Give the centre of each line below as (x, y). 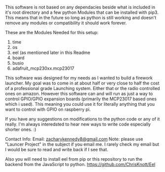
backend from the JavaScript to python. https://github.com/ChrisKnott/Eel (80, 164)
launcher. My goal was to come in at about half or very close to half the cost (82, 83)
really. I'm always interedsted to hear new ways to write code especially (78, 124)
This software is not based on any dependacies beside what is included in (80, 7)
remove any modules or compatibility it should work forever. (66, 23)
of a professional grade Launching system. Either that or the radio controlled (82, 88)
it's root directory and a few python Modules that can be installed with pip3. (82, 12)
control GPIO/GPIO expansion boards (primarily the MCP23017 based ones (81, 99)
